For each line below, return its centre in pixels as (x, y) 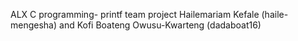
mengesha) (34, 25)
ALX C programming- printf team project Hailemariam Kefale (135, 14)
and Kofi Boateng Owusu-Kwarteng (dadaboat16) (160, 25)
